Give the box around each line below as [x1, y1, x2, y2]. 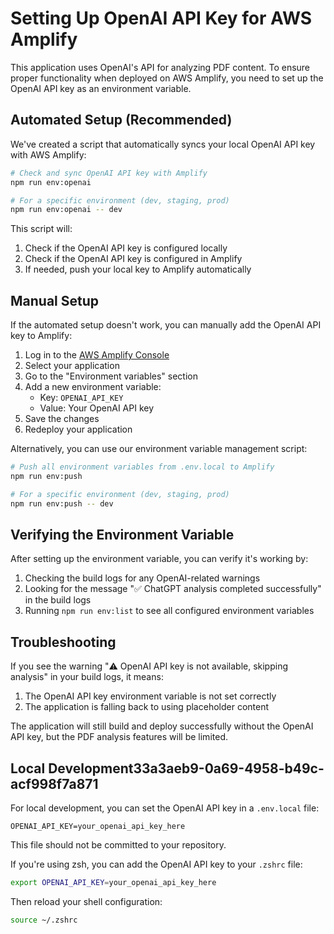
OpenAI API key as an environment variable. [10, 82, 192, 94]
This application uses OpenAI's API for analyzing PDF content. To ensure [10, 61, 311, 73]
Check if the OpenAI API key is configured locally [24, 242, 228, 254]
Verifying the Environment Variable [10, 526, 235, 543]
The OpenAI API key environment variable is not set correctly [24, 690, 277, 702]
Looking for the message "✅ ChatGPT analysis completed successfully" [24, 583, 322, 595]
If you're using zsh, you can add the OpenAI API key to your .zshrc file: [10, 858, 303, 870]
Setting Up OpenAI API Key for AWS [10, 7, 313, 30]
